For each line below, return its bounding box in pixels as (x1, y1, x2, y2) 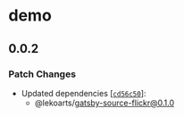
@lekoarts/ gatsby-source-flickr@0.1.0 (34, 97, 175, 108)
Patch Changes (8, 68, 77, 80)
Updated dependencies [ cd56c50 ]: (21, 88, 146, 98)
